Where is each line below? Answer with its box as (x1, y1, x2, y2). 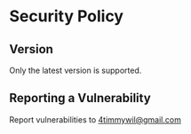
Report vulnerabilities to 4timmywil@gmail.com (9, 114, 182, 125)
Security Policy (9, 6, 124, 27)
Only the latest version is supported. (9, 65, 142, 75)
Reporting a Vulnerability (9, 91, 151, 106)
